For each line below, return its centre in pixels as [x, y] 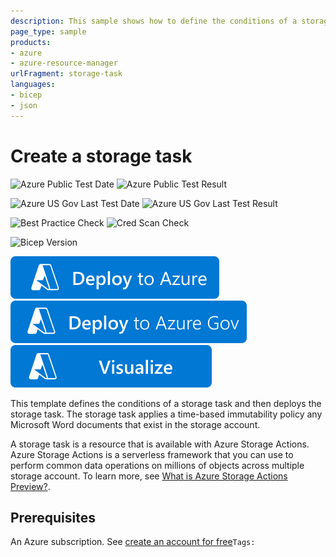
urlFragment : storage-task [66, 74]
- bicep [26, 95]
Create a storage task [101, 156]
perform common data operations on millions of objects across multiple [157, 465]
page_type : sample [48, 31]
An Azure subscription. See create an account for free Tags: [133, 542]
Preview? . [30, 486]
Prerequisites [53, 517]
